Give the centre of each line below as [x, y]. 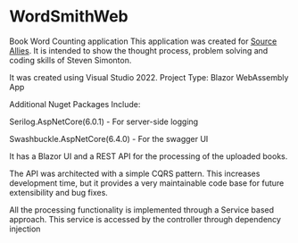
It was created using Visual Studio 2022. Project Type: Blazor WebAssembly [149, 77]
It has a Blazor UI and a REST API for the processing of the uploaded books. [149, 156]
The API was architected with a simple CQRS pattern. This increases [135, 173]
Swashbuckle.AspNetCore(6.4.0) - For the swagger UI [109, 138]
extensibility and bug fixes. [59, 192]
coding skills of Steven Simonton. [70, 60]
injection [25, 229]
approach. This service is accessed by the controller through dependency [145, 219]
